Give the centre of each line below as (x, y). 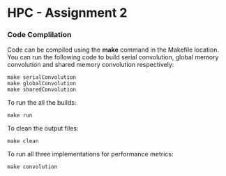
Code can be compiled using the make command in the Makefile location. (113, 50)
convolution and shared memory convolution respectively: (91, 65)
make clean (23, 141)
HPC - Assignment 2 (67, 13)
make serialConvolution (42, 78)
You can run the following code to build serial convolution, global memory (113, 57)
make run (20, 116)
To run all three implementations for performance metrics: (90, 154)
